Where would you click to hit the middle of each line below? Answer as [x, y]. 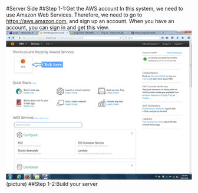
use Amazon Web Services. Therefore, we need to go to [74, 15]
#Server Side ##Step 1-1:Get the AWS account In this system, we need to [95, 9]
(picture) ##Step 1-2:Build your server [52, 184]
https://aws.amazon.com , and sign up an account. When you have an [90, 21]
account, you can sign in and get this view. [58, 27]
